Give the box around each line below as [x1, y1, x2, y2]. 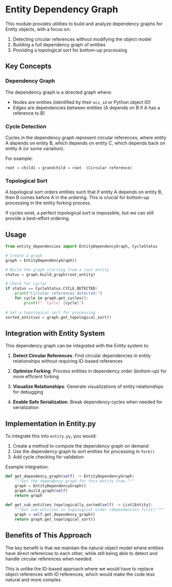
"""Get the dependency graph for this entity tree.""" [14, 478, 135, 484]
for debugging [12, 389, 44, 395]
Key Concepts [5, 62, 51, 70]
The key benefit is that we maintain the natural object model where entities [5, 544, 164, 551]
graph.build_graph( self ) [14, 488, 68, 493]
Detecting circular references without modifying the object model [12, 36, 152, 42]
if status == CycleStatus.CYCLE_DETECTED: [5, 286, 98, 291]
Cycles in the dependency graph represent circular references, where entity [5, 134, 166, 140]
